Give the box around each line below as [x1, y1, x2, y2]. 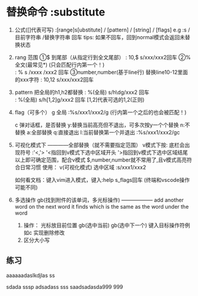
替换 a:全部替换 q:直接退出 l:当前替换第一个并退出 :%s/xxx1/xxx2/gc [14, 128, 180, 136]
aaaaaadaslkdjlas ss [6, 272, 55, 279]
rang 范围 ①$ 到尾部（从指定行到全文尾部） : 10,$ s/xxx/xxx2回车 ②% [14, 53, 191, 61]
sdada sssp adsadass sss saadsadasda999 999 [6, 283, 123, 290]
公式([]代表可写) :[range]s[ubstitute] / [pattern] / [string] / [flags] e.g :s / [14, 26, 190, 33]
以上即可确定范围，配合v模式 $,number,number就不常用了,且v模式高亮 [14, 156, 187, 163]
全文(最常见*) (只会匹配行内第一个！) [14, 61, 105, 68]
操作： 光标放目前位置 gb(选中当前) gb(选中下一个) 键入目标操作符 [23, 221, 186, 229]
